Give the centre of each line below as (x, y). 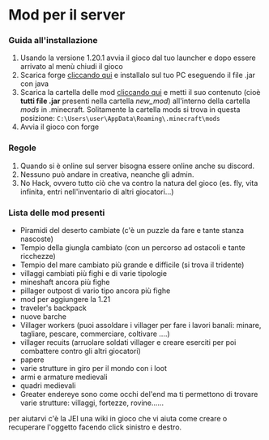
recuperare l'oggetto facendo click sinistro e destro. (95, 427)
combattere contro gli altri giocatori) (81, 352)
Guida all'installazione (53, 41)
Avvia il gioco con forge (60, 127)
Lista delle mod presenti (57, 213)
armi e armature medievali (64, 377)
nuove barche (43, 317)
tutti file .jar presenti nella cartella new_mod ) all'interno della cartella (135, 101)
